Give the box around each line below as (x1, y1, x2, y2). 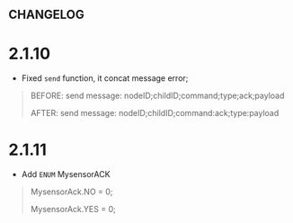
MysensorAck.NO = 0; (30, 186, 113, 197)
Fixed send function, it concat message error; (21, 73, 189, 84)
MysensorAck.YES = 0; (30, 204, 116, 215)
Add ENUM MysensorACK (21, 169, 111, 180)
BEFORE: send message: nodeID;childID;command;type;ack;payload (30, 90, 285, 102)
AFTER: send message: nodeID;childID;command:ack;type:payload (30, 108, 280, 119)
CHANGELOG (8, 7, 84, 22)
